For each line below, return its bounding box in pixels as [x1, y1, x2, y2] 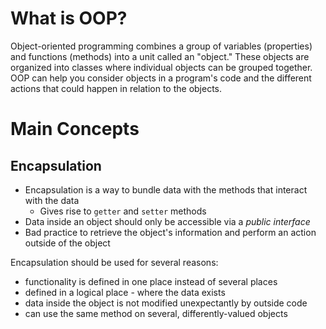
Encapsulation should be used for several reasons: [10, 256, 219, 268]
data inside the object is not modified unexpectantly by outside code [24, 297, 308, 309]
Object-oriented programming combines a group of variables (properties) [10, 40, 313, 52]
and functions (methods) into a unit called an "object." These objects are [10, 50, 310, 62]
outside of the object [24, 237, 111, 249]
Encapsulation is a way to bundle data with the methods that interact [24, 183, 308, 196]
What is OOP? [10, 7, 128, 30]
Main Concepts [10, 118, 140, 141]
